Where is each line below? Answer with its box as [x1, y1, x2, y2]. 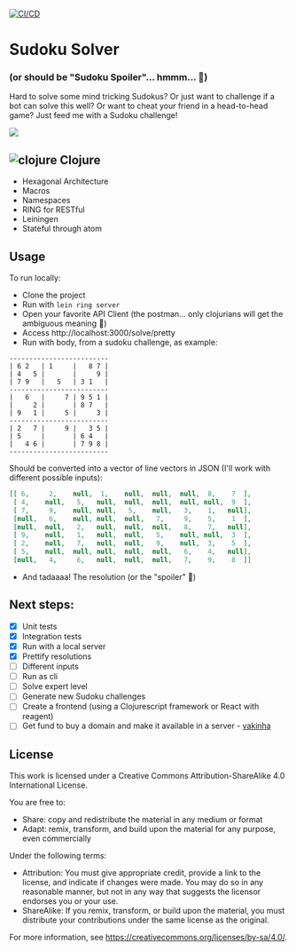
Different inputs [21, 662, 80, 672]
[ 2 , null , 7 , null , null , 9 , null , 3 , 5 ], [12, 539, 252, 548]
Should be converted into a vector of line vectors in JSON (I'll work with [9, 463, 271, 474]
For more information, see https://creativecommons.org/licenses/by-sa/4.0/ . [9, 932, 288, 943]
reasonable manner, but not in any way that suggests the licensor [21, 886, 261, 897]
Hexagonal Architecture [21, 176, 109, 186]
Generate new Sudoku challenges [21, 691, 146, 701]
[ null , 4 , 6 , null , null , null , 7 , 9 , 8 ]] [12, 556, 252, 565]
